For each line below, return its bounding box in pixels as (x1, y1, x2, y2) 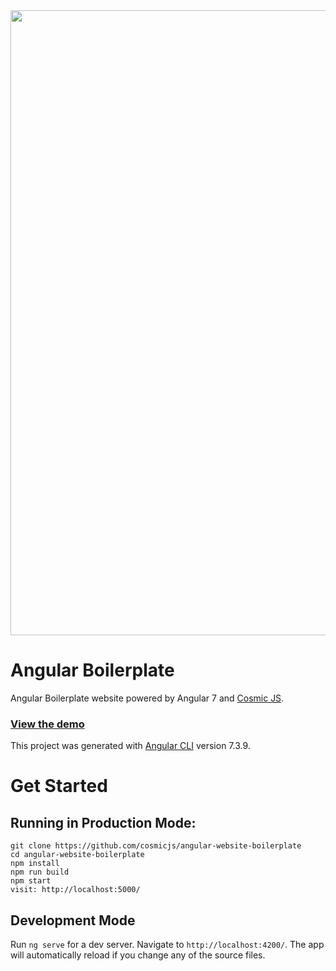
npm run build (10, 867, 70, 878)
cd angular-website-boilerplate (10, 850, 145, 860)
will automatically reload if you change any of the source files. (10, 949, 266, 961)
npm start (10, 876, 52, 886)
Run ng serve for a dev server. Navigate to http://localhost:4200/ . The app (10, 939, 325, 951)
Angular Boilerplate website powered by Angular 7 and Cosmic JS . (10, 692, 285, 704)
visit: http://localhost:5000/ (10, 885, 141, 895)
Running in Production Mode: (10, 814, 197, 831)
